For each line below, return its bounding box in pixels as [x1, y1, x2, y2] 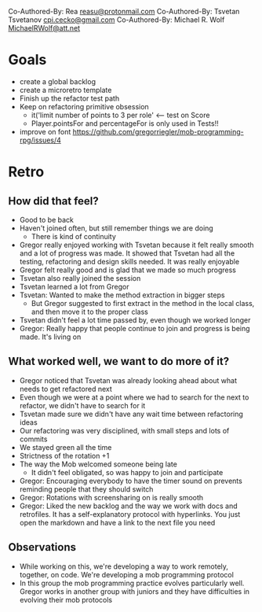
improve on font [19, 127, 71, 136]
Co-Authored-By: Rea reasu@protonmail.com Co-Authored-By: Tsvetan [8, 7, 240, 16]
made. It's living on [19, 332, 82, 341]
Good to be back [19, 215, 75, 224]
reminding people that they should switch [19, 484, 154, 494]
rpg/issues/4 [19, 135, 61, 145]
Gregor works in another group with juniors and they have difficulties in [19, 586, 249, 596]
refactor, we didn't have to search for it [19, 400, 146, 410]
